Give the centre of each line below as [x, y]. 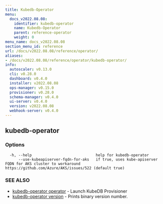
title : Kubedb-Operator [30, 10]
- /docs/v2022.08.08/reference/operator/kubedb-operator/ [66, 60]
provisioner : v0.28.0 [32, 92]
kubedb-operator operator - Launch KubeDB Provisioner [70, 191]
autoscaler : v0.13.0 [31, 70]
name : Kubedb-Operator [37, 28]
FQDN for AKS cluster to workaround [43, 163]
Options [15, 145]
